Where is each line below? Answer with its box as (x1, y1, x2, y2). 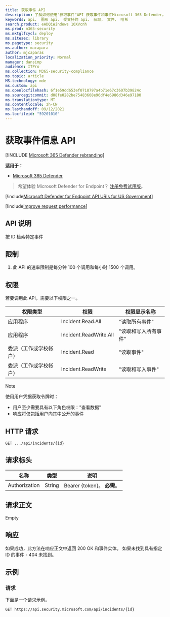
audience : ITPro (5, 64, 39, 69)
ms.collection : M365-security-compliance (5, 69, 94, 74)
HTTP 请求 (5, 427, 39, 436)
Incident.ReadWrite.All (61, 331, 114, 338)
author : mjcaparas (5, 50, 44, 55)
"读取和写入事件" (118, 366, 159, 373)
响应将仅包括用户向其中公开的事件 (12, 411, 84, 417)
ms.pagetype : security (5, 41, 53, 46)
